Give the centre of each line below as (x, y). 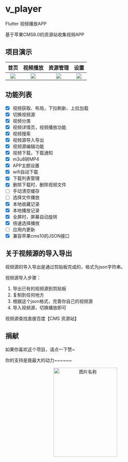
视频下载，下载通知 (33, 153)
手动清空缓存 (26, 191)
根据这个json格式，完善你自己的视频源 (53, 301)
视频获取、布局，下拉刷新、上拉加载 (51, 108)
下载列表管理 (26, 178)
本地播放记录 (26, 210)
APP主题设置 (26, 166)
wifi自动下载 (25, 172)
